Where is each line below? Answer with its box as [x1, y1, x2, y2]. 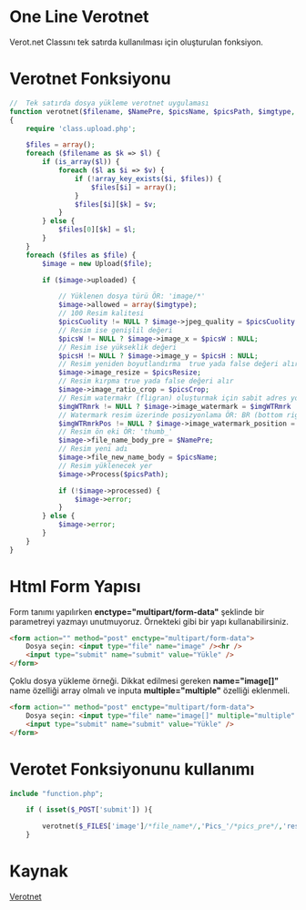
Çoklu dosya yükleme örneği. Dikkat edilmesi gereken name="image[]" [9, 676, 280, 687]
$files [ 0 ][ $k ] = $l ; [57, 225, 137, 234]
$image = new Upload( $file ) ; [42, 259, 153, 268]
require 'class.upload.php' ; [25, 124, 137, 133]
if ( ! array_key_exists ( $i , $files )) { [74, 174, 222, 183]
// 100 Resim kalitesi [57, 309, 145, 318]
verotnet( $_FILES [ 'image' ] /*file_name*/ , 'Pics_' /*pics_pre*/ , [42, 822, 283, 831]
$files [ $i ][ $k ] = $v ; [74, 199, 157, 209]
